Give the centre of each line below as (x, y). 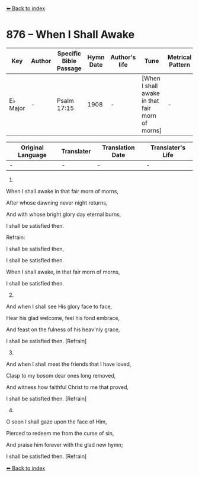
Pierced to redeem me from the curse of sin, (60, 433)
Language (32, 155)
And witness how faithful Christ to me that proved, (68, 387)
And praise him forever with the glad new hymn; (65, 444)
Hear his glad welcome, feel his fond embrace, (63, 318)
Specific (69, 54)
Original (32, 148)
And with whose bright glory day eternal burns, (64, 214)
